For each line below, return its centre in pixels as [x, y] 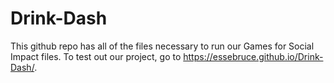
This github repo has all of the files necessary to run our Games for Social [162, 46]
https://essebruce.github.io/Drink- [253, 56]
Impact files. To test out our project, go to [96, 56]
